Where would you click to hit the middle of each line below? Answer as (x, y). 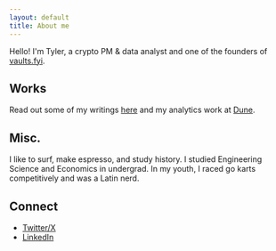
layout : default (39, 17)
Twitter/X (39, 227)
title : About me (39, 26)
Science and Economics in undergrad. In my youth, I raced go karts (133, 169)
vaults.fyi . (27, 61)
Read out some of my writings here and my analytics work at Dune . (132, 110)
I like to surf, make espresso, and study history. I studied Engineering (136, 159)
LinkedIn (38, 237)
